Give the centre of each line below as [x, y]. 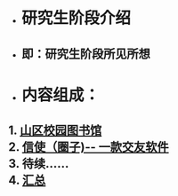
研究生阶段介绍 [76, 18]
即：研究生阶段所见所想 [85, 54]
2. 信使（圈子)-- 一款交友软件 [89, 147]
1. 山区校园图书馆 [55, 131]
